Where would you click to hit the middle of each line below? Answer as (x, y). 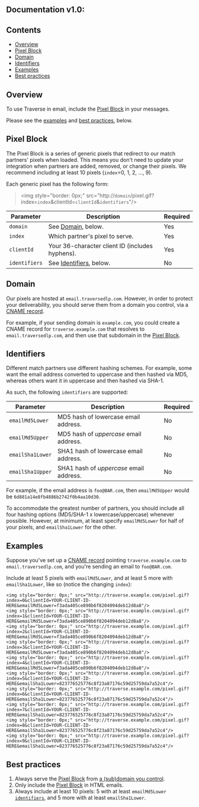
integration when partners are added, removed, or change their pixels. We (96, 166)
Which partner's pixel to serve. (91, 236)
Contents (24, 30)
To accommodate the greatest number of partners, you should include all (95, 508)
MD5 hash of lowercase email (99, 417)
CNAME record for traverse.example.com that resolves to (76, 329)
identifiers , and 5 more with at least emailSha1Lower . (80, 798)
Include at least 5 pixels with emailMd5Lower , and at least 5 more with (89, 578)
